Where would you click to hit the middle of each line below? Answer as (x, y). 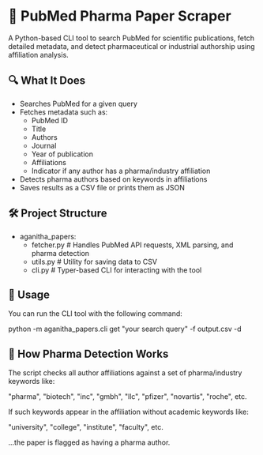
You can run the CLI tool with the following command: (96, 314)
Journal (44, 145)
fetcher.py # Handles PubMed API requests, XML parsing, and (132, 245)
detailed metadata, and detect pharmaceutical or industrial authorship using (131, 46)
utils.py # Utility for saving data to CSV (94, 261)
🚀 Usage (29, 294)
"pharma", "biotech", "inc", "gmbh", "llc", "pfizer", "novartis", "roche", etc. (128, 397)
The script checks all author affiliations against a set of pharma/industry (125, 373)
